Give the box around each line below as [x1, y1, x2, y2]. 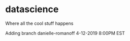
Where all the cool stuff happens [5, 20, 74, 26]
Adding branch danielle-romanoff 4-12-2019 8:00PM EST [5, 30, 125, 36]
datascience [5, 4, 59, 15]
